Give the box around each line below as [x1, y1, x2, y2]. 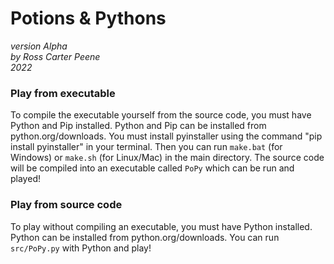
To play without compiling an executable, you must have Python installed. [10, 220, 313, 232]
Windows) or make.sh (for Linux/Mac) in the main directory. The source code [10, 152, 325, 164]
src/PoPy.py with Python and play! [10, 242, 152, 254]
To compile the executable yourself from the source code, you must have [10, 109, 312, 121]
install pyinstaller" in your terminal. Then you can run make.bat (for [10, 141, 283, 153]
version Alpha [10, 40, 68, 52]
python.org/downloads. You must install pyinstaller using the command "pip [10, 130, 323, 142]
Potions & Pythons [10, 7, 167, 30]
